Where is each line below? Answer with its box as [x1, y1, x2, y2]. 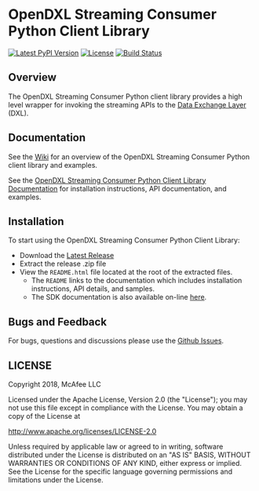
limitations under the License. [8, 475, 104, 484]
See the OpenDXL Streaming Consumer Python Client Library [8, 175, 206, 185]
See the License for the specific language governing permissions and [8, 467, 233, 476]
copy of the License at [8, 412, 81, 420]
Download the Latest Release [19, 251, 115, 260]
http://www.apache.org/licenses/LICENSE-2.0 [8, 427, 157, 436]
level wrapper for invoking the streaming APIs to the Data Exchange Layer [8, 100, 247, 109]
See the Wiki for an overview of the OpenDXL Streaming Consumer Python [8, 151, 250, 162]
